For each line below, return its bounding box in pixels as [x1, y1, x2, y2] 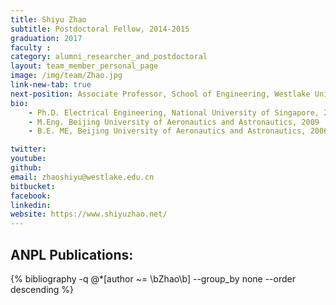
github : [10, 163, 43, 173]
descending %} [10, 283, 75, 295]
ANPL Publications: [10, 246, 134, 263]
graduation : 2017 [10, 33, 83, 43]
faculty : [10, 42, 52, 53]
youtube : [10, 154, 47, 164]
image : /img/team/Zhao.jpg [10, 71, 123, 81]
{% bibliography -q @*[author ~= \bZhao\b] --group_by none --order [10, 272, 296, 285]
